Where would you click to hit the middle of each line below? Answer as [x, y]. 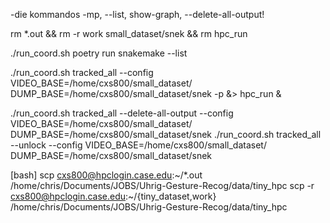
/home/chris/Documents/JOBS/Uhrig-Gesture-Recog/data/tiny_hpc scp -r [162, 185]
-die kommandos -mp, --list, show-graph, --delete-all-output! [137, 14]
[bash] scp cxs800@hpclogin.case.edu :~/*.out [106, 175]
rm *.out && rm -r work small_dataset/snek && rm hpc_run [129, 33]
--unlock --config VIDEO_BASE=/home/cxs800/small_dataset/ [138, 145]
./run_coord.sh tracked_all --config [82, 72]
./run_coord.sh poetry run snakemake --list [99, 53]
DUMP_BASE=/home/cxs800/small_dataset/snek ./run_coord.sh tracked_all [166, 134]
